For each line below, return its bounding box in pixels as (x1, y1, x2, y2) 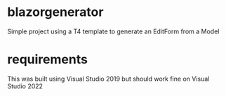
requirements (7, 51, 88, 67)
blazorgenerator (7, 4, 104, 20)
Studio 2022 (7, 81, 44, 90)
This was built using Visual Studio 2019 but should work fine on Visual (7, 74, 210, 83)
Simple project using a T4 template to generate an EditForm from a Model (7, 27, 220, 35)
